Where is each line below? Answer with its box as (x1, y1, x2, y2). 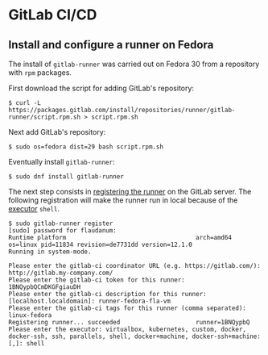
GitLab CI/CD (8, 6, 97, 24)
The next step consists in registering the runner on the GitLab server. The (8, 187, 252, 196)
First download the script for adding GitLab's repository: (8, 83, 195, 93)
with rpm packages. (8, 68, 72, 77)
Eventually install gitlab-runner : (8, 157, 115, 166)
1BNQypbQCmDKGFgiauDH (8, 283, 81, 291)
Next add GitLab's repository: (8, 127, 106, 136)
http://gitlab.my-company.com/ (8, 269, 113, 277)
